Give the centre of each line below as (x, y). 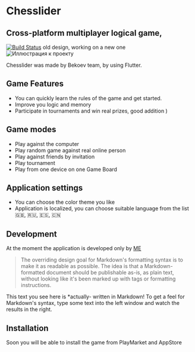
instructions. (36, 285)
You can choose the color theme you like (65, 202)
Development (32, 234)
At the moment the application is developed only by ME (74, 248)
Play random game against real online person (70, 150)
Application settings (45, 188)
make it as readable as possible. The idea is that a (82, 266)
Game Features (35, 84)
